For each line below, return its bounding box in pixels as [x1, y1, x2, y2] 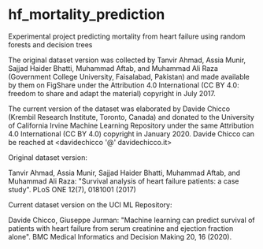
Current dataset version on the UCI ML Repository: [8, 199, 172, 210]
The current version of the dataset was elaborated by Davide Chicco [8, 104, 231, 113]
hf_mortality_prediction [8, 6, 165, 24]
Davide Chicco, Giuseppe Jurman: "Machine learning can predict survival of [8, 215, 255, 225]
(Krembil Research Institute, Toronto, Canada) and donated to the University [8, 112, 254, 121]
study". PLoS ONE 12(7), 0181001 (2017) [8, 184, 136, 194]
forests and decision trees [8, 39, 93, 49]
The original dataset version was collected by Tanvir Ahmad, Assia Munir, [8, 55, 246, 65]
